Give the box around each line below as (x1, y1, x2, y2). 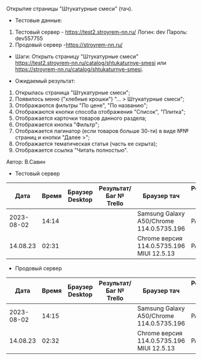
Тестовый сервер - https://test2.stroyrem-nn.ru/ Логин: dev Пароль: (14, 28, 188, 36)
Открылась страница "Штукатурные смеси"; (14, 89, 130, 96)
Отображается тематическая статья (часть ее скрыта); (14, 140, 158, 147)
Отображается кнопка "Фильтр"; (14, 121, 100, 128)
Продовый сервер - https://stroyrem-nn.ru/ (14, 42, 123, 48)
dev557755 (14, 35, 43, 42)
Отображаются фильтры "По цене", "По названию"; (14, 102, 148, 109)
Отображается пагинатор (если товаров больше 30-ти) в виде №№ (14, 128, 189, 134)
